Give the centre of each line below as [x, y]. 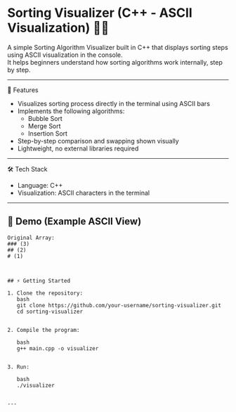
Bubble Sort [45, 118]
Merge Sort [44, 126]
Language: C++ [40, 185]
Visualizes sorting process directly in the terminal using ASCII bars [114, 103]
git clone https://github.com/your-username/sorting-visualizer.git [119, 305]
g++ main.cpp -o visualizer [58, 348]
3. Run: [19, 367]
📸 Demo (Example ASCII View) [74, 222]
